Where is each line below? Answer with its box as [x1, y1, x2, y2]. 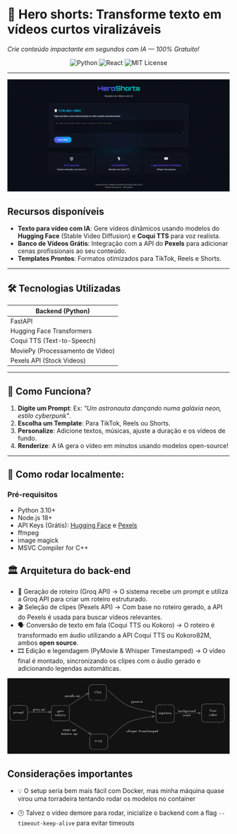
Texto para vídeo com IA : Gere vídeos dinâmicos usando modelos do [17, 224, 220, 233]
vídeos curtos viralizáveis [7, 21, 162, 37]
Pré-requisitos [7, 490, 58, 500]
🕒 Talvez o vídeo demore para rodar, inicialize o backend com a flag [17, 809, 217, 817]
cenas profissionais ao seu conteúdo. [17, 247, 127, 255]
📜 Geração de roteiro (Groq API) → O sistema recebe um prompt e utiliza [17, 587, 229, 596]
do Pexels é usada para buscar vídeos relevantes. [17, 613, 162, 621]
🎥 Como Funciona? [7, 385, 92, 397]
